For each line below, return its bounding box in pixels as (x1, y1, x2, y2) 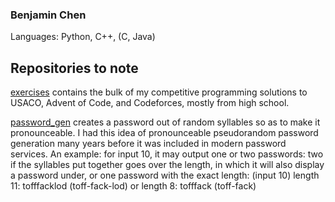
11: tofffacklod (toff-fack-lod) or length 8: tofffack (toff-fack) (10, 180, 257, 192)
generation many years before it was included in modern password (10, 138, 287, 150)
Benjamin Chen (10, 8, 87, 22)
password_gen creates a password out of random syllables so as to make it (10, 116, 321, 128)
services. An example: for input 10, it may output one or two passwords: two (10, 148, 324, 160)
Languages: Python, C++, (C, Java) (10, 31, 156, 43)
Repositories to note (10, 59, 139, 77)
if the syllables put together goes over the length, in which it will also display (10, 159, 325, 171)
